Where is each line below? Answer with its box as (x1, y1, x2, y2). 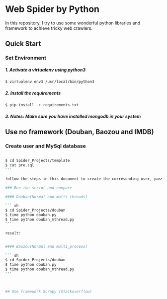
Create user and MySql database (5, 143, 86, 149)
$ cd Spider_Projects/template (5, 158, 70, 163)
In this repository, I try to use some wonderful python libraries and (5, 20, 141, 26)
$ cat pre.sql (5, 163, 35, 168)
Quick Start (5, 40, 41, 48)
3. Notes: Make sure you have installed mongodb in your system (5, 113, 141, 119)
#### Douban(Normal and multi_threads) (5, 194, 88, 199)
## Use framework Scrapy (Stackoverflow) (5, 289, 92, 294)
